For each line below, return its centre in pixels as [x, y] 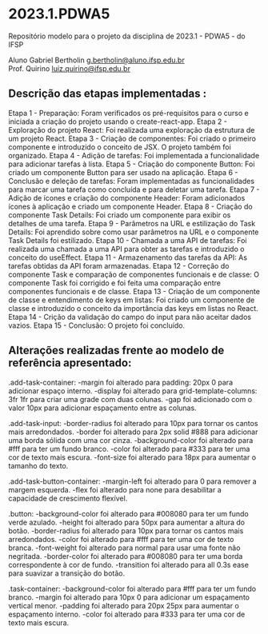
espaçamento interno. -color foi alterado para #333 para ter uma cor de [127, 614]
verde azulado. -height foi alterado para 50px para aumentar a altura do [127, 522]
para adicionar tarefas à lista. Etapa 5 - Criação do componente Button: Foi [132, 164]
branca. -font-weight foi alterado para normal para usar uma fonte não [124, 548]
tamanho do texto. [38, 465]
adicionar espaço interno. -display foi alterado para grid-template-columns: [133, 391]
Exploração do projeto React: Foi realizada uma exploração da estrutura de [132, 130]
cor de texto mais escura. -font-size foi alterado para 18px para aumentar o [132, 457]
